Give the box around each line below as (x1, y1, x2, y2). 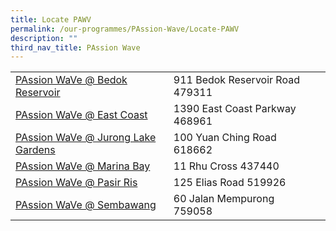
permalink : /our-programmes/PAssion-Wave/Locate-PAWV (10, 24, 240, 34)
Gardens (15, 143, 56, 157)
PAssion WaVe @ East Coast (15, 108, 148, 122)
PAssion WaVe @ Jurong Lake (15, 131, 157, 145)
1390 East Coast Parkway (173, 102, 297, 116)
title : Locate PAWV (10, 14, 92, 25)
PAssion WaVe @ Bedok (15, 73, 128, 87)
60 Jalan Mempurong (173, 192, 275, 206)
